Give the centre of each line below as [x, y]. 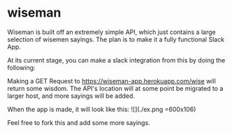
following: [21, 67]
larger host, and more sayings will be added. [71, 96]
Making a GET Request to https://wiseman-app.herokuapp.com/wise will [112, 81]
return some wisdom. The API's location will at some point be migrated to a [115, 88]
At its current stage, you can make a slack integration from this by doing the [116, 60]
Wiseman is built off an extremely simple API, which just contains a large [111, 32]
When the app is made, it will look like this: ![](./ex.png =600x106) [102, 109]
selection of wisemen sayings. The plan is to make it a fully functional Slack [116, 39]
